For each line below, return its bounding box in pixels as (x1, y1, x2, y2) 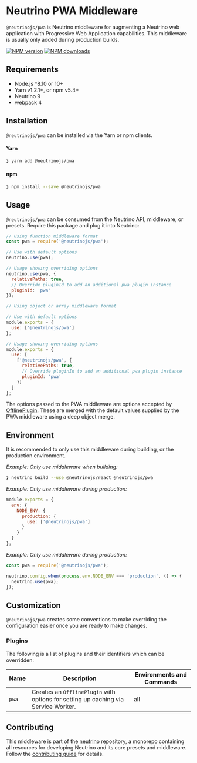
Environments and (134, 670, 188, 678)
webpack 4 (14, 99, 42, 106)
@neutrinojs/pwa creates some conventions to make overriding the (6, 616, 167, 623)
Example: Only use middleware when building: (6, 463, 118, 471)
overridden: (6, 657, 34, 664)
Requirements (6, 65, 59, 75)
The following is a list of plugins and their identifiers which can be (6, 650, 165, 657)
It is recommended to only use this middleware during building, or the (6, 446, 174, 453)
